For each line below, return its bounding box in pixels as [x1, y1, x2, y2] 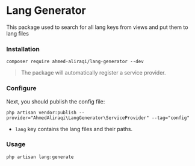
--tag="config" [151, 115, 190, 121]
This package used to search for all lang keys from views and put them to [6, 23, 188, 31]
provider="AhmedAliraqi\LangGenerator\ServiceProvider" [6, 115, 149, 121]
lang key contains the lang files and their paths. [14, 125, 133, 132]
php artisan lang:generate [6, 154, 74, 160]
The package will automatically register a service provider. [20, 69, 167, 76]
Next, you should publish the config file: [6, 97, 105, 105]
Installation [6, 45, 40, 53]
